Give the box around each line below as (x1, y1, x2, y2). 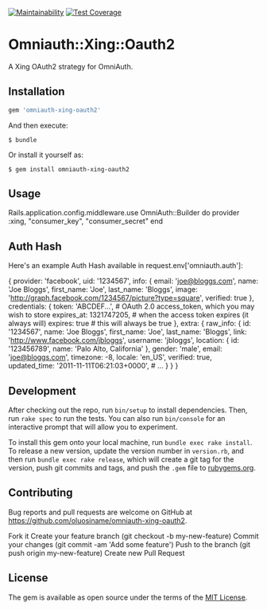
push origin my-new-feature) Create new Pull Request (8, 548, 185, 557)
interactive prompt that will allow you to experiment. (8, 423, 178, 432)
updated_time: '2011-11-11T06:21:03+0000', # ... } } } (8, 361, 179, 371)
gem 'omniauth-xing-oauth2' (8, 106, 102, 114)
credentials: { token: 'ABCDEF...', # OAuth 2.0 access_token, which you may (8, 301, 255, 311)
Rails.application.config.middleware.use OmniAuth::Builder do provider (8, 208, 240, 218)
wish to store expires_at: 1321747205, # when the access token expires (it (8, 310, 249, 320)
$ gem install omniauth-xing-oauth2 (8, 165, 130, 173)
